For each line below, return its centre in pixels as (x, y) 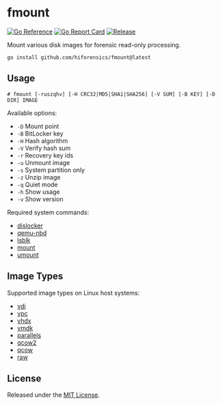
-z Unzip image (39, 177)
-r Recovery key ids (45, 155)
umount (28, 254)
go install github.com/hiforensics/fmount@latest (79, 57)
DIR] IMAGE (23, 100)
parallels (29, 335)
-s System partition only (51, 170)
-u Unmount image (43, 162)
